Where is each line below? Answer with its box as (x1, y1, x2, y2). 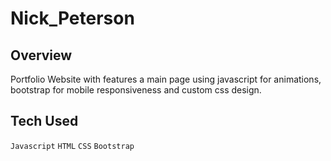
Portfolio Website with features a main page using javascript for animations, (10, 73, 322, 85)
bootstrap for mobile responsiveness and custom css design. (10, 84, 262, 96)
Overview (10, 47, 73, 64)
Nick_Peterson (10, 7, 135, 30)
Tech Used (10, 113, 79, 130)
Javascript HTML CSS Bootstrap (10, 141, 135, 151)
